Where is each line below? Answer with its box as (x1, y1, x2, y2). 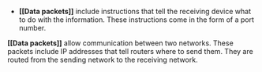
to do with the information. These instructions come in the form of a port (18, 15, 254, 24)
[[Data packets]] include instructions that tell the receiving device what (18, 7, 252, 16)
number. (18, 23, 47, 32)
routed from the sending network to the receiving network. (7, 55, 198, 64)
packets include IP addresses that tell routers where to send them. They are (7, 47, 253, 56)
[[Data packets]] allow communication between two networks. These (7, 38, 234, 48)
